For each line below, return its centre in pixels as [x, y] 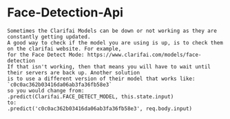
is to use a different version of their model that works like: [101, 79]
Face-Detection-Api [65, 13]
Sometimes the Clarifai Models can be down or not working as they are [112, 31]
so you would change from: [46, 90]
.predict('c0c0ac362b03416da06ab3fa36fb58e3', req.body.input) [100, 108]
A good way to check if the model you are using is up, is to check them [115, 42]
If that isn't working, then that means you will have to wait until [109, 66]
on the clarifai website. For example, [64, 49]
